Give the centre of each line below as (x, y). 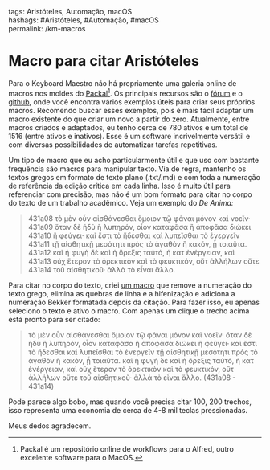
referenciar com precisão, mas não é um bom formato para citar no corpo (130, 194)
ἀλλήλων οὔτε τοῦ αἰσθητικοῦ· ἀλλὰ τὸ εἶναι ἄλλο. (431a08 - (132, 378)
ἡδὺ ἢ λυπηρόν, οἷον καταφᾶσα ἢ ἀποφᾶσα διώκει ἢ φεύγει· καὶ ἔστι (142, 343)
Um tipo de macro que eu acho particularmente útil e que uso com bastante (134, 160)
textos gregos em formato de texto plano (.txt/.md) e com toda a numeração (135, 177)
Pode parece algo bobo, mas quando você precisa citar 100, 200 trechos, (130, 402)
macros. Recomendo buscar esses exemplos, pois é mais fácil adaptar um (131, 110)
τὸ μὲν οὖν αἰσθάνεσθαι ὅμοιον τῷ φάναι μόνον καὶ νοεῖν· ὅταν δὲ (140, 335)
